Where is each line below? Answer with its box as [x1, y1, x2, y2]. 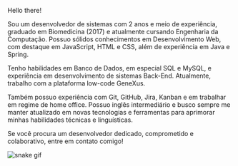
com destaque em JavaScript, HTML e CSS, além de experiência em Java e [7, 43, 230, 51]
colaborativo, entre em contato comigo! [7, 137, 124, 145]
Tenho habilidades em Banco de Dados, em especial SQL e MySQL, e [7, 64, 212, 72]
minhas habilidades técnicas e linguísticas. [7, 115, 134, 124]
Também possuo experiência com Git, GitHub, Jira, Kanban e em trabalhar [7, 93, 227, 101]
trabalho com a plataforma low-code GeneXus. [7, 79, 146, 88]
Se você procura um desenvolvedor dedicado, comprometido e [7, 130, 194, 138]
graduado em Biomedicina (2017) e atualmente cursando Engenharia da [7, 28, 219, 36]
